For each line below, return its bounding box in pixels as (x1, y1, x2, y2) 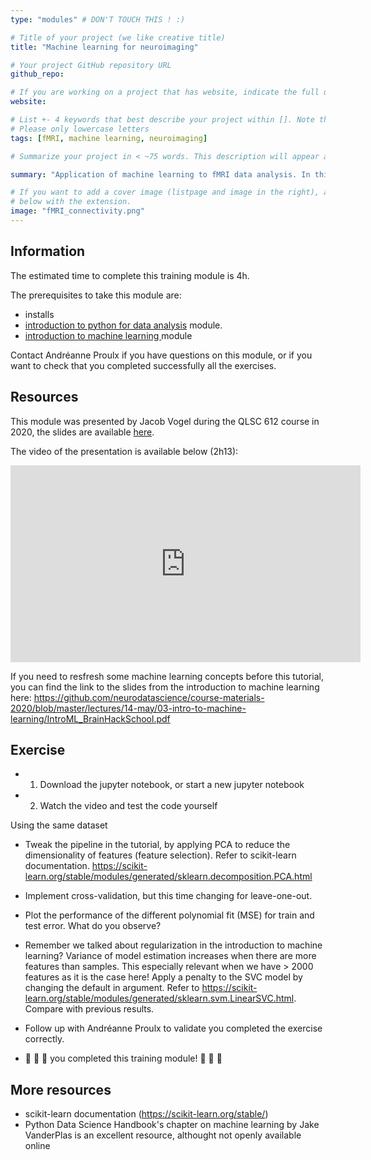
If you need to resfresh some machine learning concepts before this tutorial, (10, 670, 324, 682)
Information (10, 243, 86, 260)
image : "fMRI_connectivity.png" (10, 206, 145, 216)
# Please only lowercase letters (10, 124, 150, 134)
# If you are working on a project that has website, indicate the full (10, 87, 320, 98)
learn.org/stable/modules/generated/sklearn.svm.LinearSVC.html (24, 992, 295, 1005)
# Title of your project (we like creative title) (10, 32, 226, 43)
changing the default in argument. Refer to (24, 982, 200, 994)
